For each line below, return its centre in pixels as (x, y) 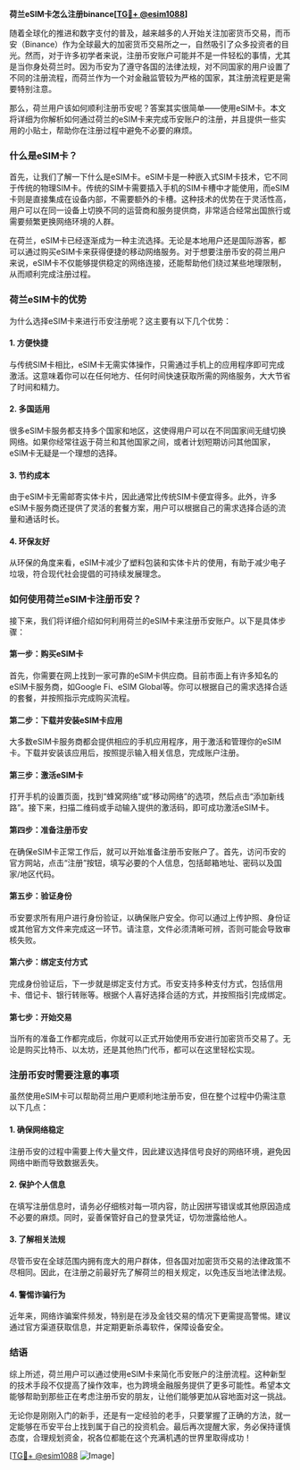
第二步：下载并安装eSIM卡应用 (66, 720)
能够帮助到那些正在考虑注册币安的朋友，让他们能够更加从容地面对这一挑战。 (150, 1396)
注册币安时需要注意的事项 (64, 1075)
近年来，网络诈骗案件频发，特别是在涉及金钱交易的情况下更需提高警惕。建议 (150, 1316)
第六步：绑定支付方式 (48, 962)
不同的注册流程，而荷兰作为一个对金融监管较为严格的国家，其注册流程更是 (146, 78)
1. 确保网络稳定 (37, 1130)
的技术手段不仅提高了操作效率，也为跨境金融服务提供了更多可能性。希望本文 (150, 1385)
